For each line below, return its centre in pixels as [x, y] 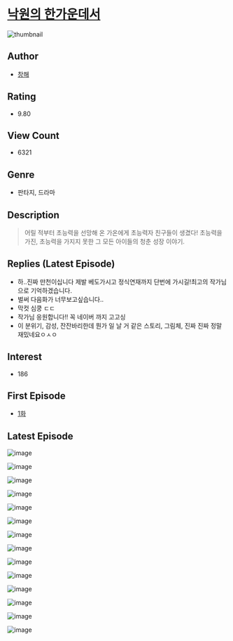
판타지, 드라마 [36, 192]
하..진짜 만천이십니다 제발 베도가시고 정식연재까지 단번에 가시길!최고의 [113, 282]
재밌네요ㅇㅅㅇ [37, 334]
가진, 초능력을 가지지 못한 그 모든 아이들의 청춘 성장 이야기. [105, 242]
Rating [22, 97]
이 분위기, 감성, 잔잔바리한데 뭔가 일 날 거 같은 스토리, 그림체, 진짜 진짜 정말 [120, 325]
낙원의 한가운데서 [54, 14]
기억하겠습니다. [51, 290]
